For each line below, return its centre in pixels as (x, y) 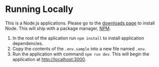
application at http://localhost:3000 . (49, 59)
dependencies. (28, 43)
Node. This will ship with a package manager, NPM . (58, 28)
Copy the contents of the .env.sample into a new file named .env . (79, 48)
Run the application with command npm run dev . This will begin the (81, 54)
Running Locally (39, 9)
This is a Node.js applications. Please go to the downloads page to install (80, 23)
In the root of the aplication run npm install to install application (78, 38)
